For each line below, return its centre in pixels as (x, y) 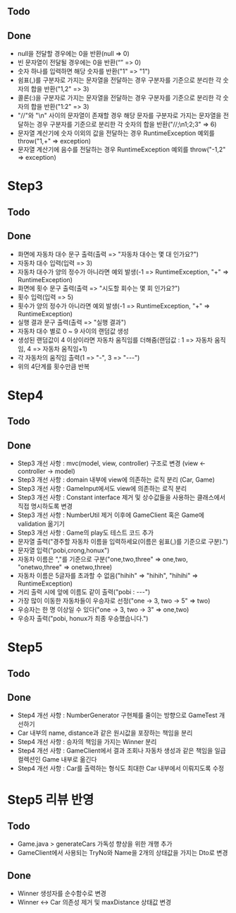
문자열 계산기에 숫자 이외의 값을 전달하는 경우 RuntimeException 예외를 (116, 133)
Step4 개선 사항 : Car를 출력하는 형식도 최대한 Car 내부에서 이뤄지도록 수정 (120, 768)
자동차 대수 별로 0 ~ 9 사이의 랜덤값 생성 (73, 331)
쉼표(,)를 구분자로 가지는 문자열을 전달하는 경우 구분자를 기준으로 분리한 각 (119, 80)
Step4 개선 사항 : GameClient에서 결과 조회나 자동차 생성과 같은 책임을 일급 (122, 751)
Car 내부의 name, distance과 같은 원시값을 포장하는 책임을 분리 (105, 733)
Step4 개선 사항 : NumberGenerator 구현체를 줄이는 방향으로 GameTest (117, 715)
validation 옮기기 (41, 523)
